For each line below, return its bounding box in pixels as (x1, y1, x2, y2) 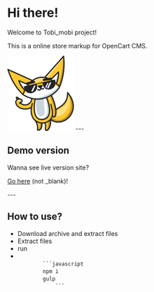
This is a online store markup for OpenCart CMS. (7, 41, 148, 50)
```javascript (43, 260, 84, 267)
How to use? (7, 211, 63, 223)
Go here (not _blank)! (7, 176, 69, 185)
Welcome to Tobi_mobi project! (7, 28, 97, 36)
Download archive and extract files (17, 229, 118, 237)
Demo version (7, 145, 70, 157)
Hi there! (7, 5, 59, 21)
